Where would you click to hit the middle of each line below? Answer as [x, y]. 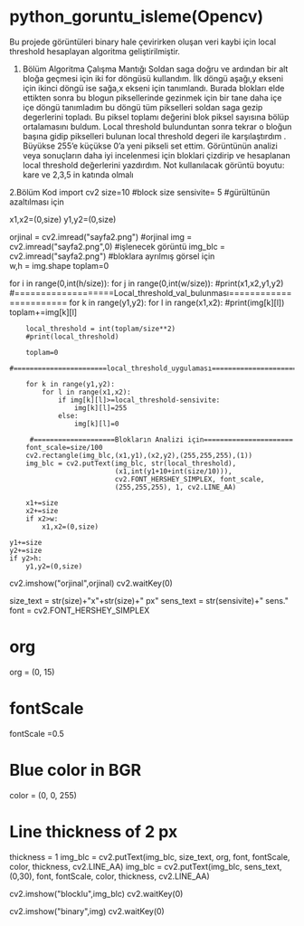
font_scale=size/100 [64, 447]
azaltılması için [37, 202]
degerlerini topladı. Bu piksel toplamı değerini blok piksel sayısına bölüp [156, 117]
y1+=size [26, 542]
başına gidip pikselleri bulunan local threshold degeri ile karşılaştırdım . [154, 136]
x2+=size [42, 511]
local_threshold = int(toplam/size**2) [101, 329]
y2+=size [26, 550]
